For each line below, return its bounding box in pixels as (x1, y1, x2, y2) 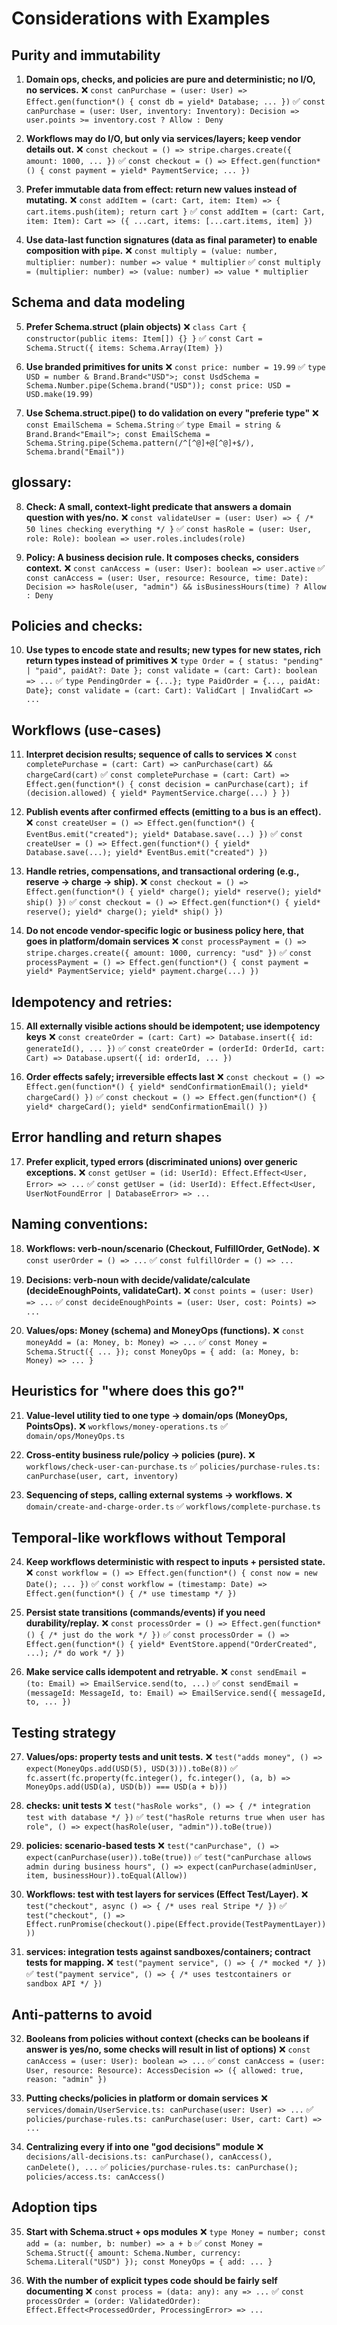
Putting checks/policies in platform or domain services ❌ (25, 2092, 268, 2104)
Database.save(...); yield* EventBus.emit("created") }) (25, 848, 269, 858)
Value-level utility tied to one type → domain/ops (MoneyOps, (25, 1409, 288, 1421)
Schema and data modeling (11, 294, 186, 311)
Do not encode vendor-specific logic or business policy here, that (25, 925, 304, 937)
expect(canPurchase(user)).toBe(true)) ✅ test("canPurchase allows (25, 1851, 313, 1863)
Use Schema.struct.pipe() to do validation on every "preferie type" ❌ (25, 407, 319, 419)
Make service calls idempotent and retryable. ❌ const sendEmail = (25, 1666, 307, 1678)
